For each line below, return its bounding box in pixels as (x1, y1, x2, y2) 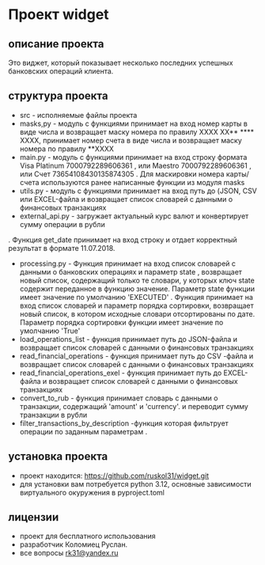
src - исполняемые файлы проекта (19, 110, 138, 119)
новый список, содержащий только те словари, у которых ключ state (19, 275, 255, 285)
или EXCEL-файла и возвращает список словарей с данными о (19, 194, 233, 203)
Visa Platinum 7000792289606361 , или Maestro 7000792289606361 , (19, 161, 252, 170)
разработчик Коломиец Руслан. (19, 540, 128, 549)
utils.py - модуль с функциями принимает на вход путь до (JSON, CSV (19, 186, 257, 195)
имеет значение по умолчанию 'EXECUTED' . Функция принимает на (19, 292, 253, 301)
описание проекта (8, 37, 104, 51)
